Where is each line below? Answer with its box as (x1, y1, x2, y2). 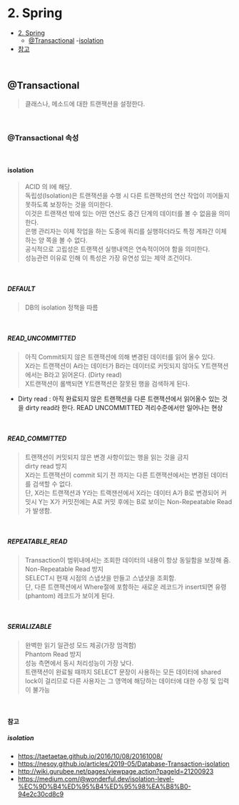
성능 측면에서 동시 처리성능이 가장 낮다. (24, 659, 134, 667)
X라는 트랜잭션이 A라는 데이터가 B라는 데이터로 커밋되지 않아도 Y (24, 362, 206, 370)
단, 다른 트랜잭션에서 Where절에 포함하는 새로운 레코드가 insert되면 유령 (24, 583, 227, 591)
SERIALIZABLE (7, 622, 52, 630)
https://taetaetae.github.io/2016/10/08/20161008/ (17, 752, 163, 760)
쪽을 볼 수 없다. (46, 236, 88, 245)
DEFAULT (7, 284, 36, 293)
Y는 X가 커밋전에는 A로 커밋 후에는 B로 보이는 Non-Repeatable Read (38, 498, 233, 506)
